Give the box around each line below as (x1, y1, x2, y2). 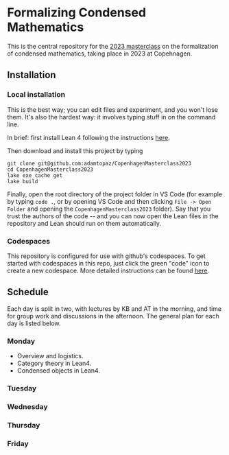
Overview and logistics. (16, 352, 84, 360)
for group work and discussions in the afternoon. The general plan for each (7, 312, 219, 320)
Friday (7, 439, 29, 448)
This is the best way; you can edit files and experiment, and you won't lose (7, 105, 218, 114)
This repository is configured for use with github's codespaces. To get (7, 252, 206, 260)
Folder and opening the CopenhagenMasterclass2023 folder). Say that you (7, 205, 211, 213)
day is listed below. (7, 319, 61, 327)
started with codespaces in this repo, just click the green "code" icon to (7, 259, 210, 267)
